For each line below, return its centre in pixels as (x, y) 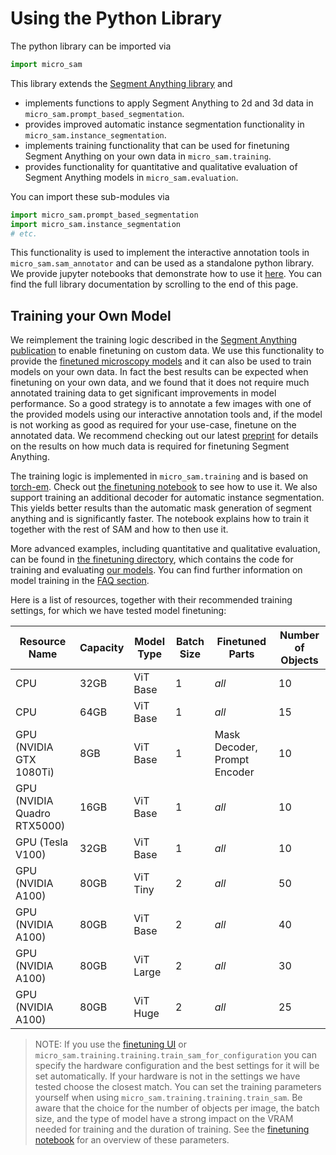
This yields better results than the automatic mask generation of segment (161, 508)
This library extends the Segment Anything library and (121, 83)
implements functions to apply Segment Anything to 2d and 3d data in (169, 103)
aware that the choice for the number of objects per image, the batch (177, 1108)
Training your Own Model (91, 315)
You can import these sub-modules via (90, 196)
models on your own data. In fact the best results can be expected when (159, 372)
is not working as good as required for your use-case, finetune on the (153, 425)
